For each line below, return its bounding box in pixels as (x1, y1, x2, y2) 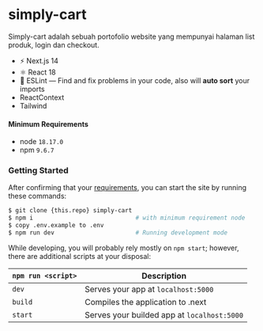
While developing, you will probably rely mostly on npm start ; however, (8, 243, 239, 253)
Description (141, 270, 187, 281)
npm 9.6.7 (19, 145, 54, 155)
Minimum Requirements (8, 119, 89, 128)
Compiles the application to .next (84, 296, 207, 307)
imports (19, 84, 45, 93)
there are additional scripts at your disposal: (8, 251, 152, 261)
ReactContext (19, 93, 65, 102)
